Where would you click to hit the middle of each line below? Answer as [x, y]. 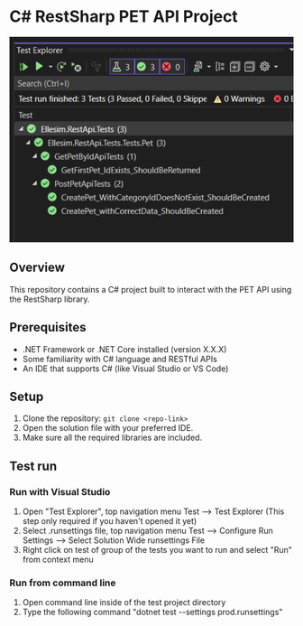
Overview [37, 268]
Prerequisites [48, 327]
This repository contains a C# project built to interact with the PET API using [151, 289]
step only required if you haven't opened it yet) [110, 521]
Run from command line [63, 583]
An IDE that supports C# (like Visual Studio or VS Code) [125, 369]
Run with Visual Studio [60, 491]
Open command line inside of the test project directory [124, 603]
